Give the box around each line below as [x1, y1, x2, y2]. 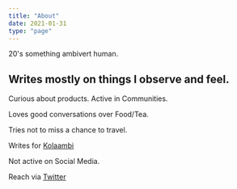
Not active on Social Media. [8, 157, 100, 166]
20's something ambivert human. [8, 49, 119, 59]
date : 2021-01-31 [8, 19, 67, 27]
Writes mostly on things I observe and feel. [8, 72, 230, 86]
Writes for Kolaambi [8, 141, 74, 150]
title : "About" [8, 11, 60, 20]
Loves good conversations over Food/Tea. [8, 110, 150, 120]
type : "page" [8, 27, 53, 35]
